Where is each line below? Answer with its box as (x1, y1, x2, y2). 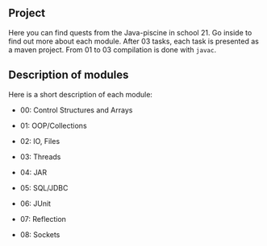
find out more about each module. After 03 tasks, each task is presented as (8, 36, 260, 46)
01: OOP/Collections (19, 121, 87, 130)
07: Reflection (19, 214, 67, 223)
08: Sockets (19, 229, 60, 240)
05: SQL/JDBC (19, 182, 69, 192)
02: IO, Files (19, 136, 60, 146)
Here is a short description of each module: (8, 89, 153, 99)
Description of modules (8, 68, 129, 82)
